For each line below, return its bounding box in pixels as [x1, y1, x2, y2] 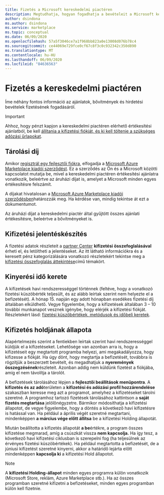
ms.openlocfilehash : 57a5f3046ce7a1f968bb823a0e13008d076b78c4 [5, 39, 137, 44]
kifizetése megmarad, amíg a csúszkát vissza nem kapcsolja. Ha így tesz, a [5, 430, 158, 436]
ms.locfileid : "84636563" [5, 62, 58, 66]
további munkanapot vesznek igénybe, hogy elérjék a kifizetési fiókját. [5, 306, 146, 312]
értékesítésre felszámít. [5, 181, 52, 187]
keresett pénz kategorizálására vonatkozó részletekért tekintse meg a [5, 253, 145, 259]
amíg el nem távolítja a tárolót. [5, 370, 66, 376]
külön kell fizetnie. [5, 486, 41, 492]
